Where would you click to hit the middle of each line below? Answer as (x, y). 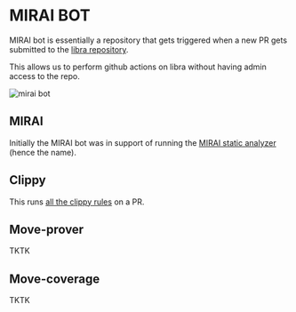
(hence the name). (43, 152)
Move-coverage (55, 279)
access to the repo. (44, 76)
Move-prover (47, 229)
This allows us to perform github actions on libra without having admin (138, 67)
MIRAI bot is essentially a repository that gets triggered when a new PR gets (148, 40)
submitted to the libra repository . (69, 49)
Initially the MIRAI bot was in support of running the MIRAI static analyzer (143, 142)
